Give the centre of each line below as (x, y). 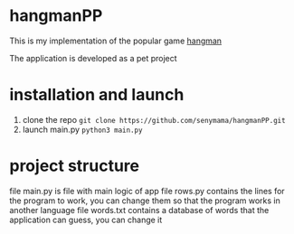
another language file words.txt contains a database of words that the (139, 210)
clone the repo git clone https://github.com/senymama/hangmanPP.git (154, 119)
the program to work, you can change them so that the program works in (145, 201)
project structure (75, 166)
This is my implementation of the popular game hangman (116, 41)
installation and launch (97, 95)
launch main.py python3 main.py (82, 129)
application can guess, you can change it (86, 220)
